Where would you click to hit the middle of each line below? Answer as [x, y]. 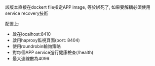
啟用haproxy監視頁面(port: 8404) [46, 40]
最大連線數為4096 [31, 58]
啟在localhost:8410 [31, 34]
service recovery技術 [27, 13]
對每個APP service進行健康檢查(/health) [53, 52]
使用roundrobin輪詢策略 [37, 46]
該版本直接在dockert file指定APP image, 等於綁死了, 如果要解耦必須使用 [78, 7]
